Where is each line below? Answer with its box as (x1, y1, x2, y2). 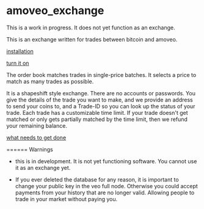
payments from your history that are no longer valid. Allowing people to (15, 189, 195, 196)
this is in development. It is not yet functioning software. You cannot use (15, 157, 197, 165)
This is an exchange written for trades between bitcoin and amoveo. (6, 35, 178, 43)
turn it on (6, 59, 29, 67)
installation (6, 47, 34, 55)
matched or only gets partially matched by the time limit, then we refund (6, 116, 188, 123)
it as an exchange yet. (15, 164, 71, 171)
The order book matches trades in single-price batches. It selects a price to (6, 71, 197, 78)
